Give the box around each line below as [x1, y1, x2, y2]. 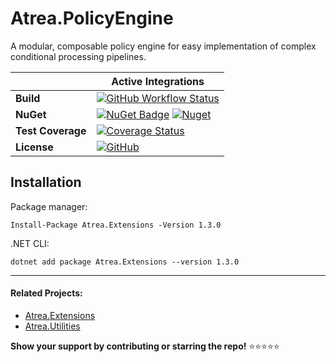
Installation [10, 174, 82, 191]
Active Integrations [111, 74, 205, 88]
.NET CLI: [10, 237, 50, 249]
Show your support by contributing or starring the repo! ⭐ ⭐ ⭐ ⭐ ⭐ [10, 340, 280, 352]
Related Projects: [10, 287, 83, 299]
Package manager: [10, 200, 88, 212]
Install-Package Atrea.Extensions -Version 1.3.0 [10, 220, 222, 230]
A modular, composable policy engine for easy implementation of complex [10, 40, 317, 52]
